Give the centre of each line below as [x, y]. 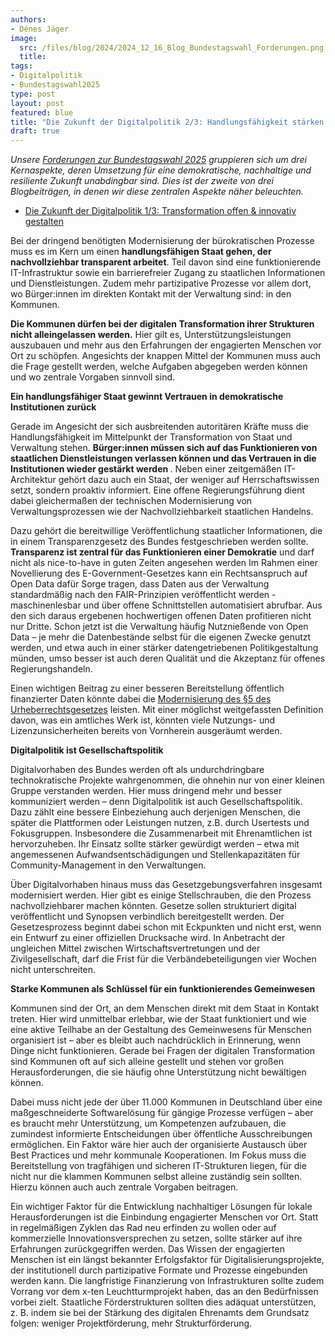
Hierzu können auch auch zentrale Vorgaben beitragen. [124, 1187]
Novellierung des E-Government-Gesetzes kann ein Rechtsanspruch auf [159, 573]
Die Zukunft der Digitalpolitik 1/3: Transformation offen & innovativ [160, 211]
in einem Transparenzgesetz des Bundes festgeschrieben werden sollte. [159, 542]
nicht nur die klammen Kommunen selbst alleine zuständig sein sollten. [156, 1177]
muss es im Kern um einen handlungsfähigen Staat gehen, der [141, 252]
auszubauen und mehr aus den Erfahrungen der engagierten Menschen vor [166, 345]
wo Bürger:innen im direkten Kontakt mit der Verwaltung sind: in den [151, 294]
